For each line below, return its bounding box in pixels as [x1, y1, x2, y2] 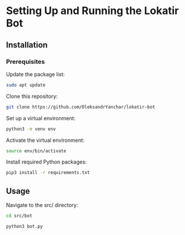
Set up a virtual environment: [6, 114, 76, 121]
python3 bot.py [6, 223, 43, 229]
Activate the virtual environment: [6, 137, 85, 144]
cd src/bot [6, 213, 33, 219]
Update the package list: [6, 70, 65, 77]
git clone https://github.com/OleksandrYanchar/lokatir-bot [6, 104, 156, 110]
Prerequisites [6, 57, 45, 66]
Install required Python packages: [6, 158, 87, 165]
